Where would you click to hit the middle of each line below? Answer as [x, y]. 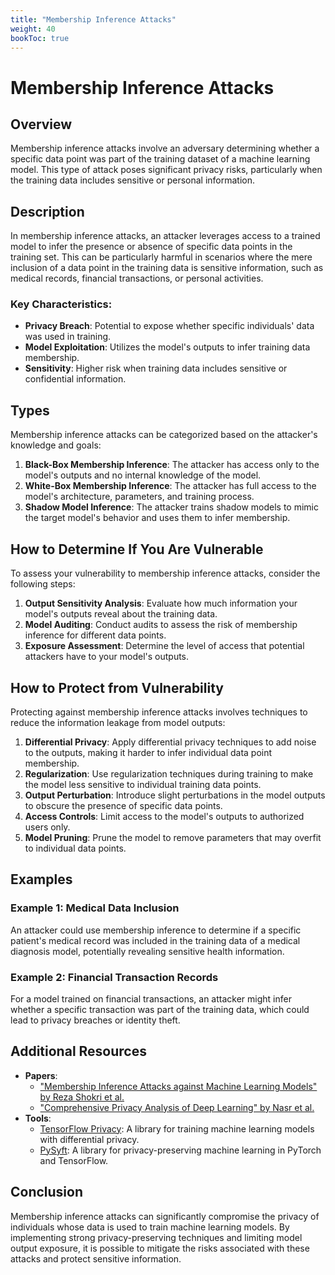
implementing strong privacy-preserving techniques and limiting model [156, 1237]
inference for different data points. [95, 635]
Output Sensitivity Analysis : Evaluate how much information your [161, 603]
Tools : [38, 1118]
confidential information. [75, 379]
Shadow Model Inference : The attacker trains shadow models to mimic [172, 507]
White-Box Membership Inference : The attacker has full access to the [170, 486]
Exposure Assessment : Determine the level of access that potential [164, 646]
